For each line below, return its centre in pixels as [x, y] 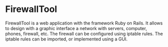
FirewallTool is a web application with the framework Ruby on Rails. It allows [84, 23]
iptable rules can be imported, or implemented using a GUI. [66, 39]
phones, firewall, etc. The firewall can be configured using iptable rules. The [84, 33]
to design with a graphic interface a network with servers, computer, [76, 28]
